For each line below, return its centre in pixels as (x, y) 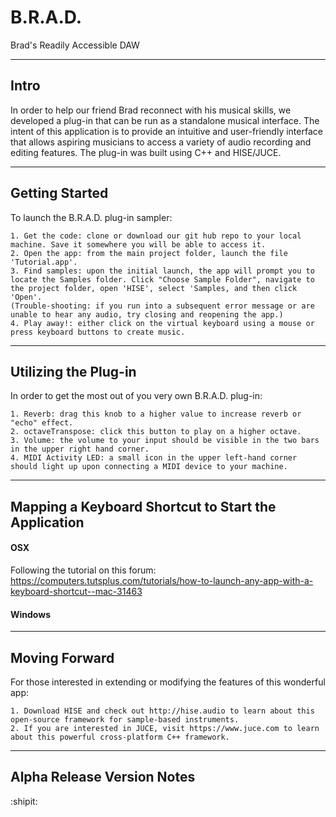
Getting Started (59, 193)
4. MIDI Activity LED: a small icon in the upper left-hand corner (154, 458)
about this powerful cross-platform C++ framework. (120, 737)
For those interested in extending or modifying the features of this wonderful (168, 682)
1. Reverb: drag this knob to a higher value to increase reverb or (156, 414)
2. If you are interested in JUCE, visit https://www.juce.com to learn (165, 728)
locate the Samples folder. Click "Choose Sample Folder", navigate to (162, 279)
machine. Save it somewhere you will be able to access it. (138, 244)
